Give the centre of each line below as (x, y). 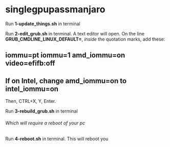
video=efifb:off (30, 63)
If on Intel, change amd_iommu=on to (66, 81)
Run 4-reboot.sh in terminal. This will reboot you (57, 139)
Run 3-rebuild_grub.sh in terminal (41, 111)
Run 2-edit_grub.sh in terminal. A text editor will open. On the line (75, 33)
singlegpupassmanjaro (55, 10)
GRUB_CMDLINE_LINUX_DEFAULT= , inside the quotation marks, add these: (85, 39)
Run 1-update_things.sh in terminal (43, 24)
